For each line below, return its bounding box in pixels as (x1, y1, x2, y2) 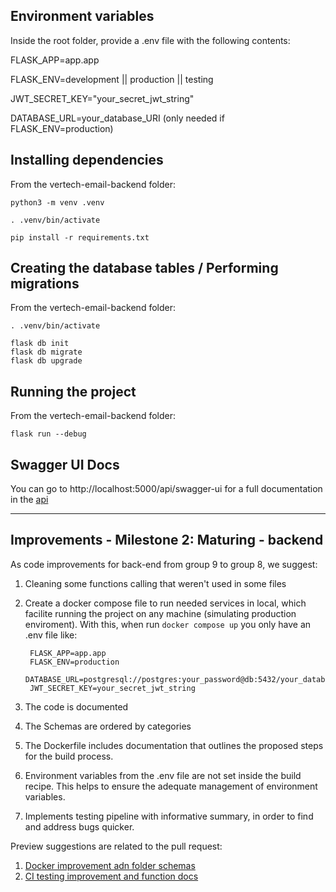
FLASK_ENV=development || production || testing (10, 73, 214, 85)
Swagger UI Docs (10, 456, 120, 473)
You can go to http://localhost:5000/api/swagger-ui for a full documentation (10, 483, 323, 495)
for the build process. (24, 750, 114, 762)
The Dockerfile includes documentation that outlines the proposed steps (24, 739, 324, 751)
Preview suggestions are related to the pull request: (10, 840, 223, 852)
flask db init (10, 339, 70, 349)
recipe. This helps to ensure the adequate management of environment (24, 780, 318, 792)
